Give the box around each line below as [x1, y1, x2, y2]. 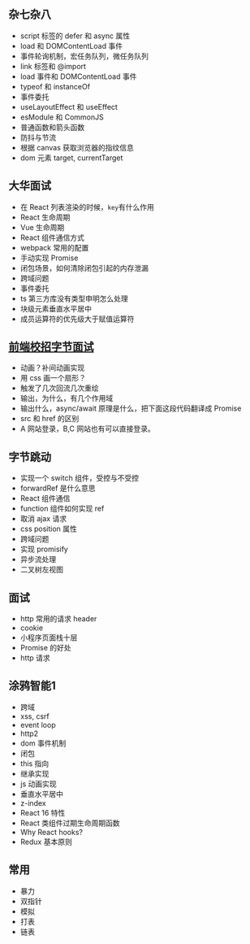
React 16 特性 [19, 807, 66, 817]
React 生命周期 [19, 212, 71, 222]
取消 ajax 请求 [19, 514, 67, 524]
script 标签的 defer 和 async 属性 [19, 31, 131, 41]
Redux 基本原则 [19, 837, 73, 846]
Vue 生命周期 [19, 222, 65, 232]
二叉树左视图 [19, 564, 63, 575]
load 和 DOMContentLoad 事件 [19, 41, 123, 50]
